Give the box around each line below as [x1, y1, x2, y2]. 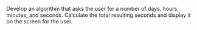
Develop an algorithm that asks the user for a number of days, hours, [6, 5, 179, 12]
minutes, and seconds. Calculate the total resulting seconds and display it [6, 11, 191, 19]
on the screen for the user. [6, 18, 73, 25]
